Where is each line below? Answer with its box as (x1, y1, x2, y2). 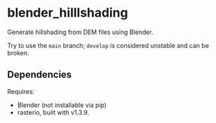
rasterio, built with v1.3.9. (17, 108, 89, 116)
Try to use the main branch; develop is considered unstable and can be (7, 41, 209, 49)
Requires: (7, 87, 35, 95)
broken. (7, 49, 29, 57)
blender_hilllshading (7, 5, 128, 21)
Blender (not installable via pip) (17, 101, 107, 109)
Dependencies (7, 69, 72, 81)
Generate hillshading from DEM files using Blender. (7, 28, 153, 36)
